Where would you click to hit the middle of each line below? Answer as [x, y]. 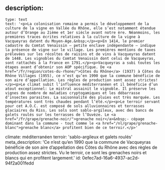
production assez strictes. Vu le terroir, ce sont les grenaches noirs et [76, 152]
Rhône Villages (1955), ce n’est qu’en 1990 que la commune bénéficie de [83, 76]
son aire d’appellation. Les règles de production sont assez [70, 80]
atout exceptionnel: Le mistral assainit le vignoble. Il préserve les [80, 88]
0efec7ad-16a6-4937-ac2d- [111, 158]
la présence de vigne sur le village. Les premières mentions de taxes [80, 50]
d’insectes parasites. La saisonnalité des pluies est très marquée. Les [83, 97]
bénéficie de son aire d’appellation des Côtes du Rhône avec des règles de [81, 147]
